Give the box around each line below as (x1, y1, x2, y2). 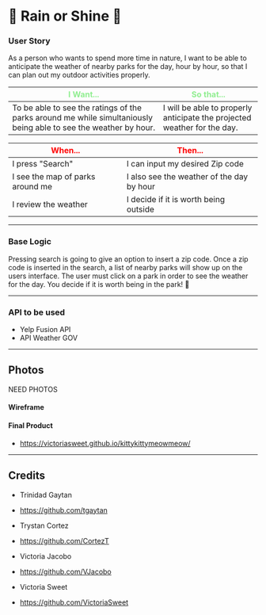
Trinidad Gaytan (19, 490, 73, 499)
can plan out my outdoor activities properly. (8, 71, 150, 80)
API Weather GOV (19, 333, 78, 343)
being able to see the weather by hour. (12, 122, 156, 133)
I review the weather (12, 199, 89, 210)
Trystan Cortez (19, 521, 69, 530)
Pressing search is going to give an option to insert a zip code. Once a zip (8, 254, 249, 264)
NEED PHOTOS (8, 384, 58, 394)
